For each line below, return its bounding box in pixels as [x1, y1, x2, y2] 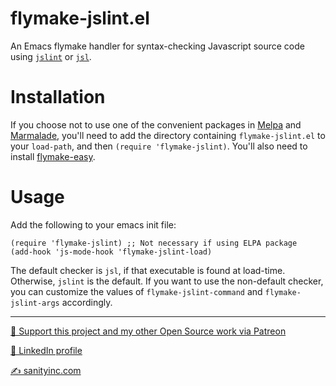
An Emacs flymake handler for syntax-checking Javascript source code [10, 40, 305, 52]
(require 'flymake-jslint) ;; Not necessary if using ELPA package [10, 238, 298, 248]
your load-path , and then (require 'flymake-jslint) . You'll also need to [10, 140, 308, 152]
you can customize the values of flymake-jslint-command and [10, 285, 263, 297]
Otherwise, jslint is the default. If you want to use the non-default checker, [10, 275, 324, 287]
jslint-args [10, 298, 60, 308]
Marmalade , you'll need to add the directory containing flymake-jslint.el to [10, 129, 326, 141]
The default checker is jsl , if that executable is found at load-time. [10, 264, 286, 276]
